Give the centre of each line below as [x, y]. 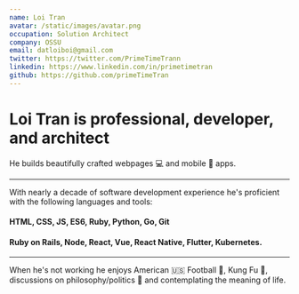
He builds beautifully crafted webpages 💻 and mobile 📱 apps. [123, 163]
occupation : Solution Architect [69, 34]
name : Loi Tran [37, 17]
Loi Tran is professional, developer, [141, 119]
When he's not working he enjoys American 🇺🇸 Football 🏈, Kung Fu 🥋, [139, 270]
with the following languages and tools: [81, 202]
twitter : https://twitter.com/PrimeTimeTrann [95, 59]
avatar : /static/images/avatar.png [75, 26]
